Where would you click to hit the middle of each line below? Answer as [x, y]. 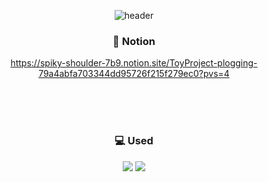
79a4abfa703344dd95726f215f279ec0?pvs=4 [134, 74]
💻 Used [134, 141]
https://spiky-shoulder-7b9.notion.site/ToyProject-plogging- [134, 63]
